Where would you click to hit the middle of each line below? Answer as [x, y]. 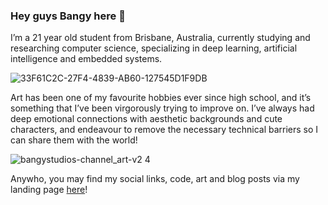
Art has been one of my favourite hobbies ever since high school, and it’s [161, 98]
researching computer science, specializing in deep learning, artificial [154, 48]
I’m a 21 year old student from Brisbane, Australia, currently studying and [160, 38]
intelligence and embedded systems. [86, 59]
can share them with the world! [74, 140]
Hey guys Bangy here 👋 [68, 16]
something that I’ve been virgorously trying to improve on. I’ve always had [162, 108]
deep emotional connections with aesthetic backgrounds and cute [146, 119]
